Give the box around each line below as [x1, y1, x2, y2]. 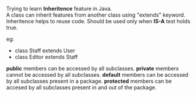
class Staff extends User [14, 47, 76, 54]
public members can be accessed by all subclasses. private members [6, 65, 179, 72]
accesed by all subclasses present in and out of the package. [6, 84, 157, 91]
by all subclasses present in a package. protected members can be [6, 77, 172, 85]
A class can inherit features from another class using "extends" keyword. [6, 11, 186, 18]
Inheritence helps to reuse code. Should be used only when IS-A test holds [6, 18, 191, 24]
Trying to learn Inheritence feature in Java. [6, 5, 112, 12]
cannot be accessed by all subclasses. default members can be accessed [6, 71, 189, 78]
